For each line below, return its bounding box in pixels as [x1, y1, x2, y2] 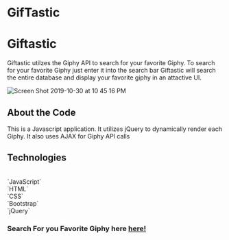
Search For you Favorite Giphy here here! [7, 224, 147, 233]
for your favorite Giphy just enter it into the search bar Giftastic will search [7, 67, 216, 75]
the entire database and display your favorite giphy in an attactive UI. [7, 73, 202, 82]
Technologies [7, 152, 67, 164]
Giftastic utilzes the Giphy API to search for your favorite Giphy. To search [7, 59, 215, 67]
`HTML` [7, 184, 29, 193]
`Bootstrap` [7, 199, 39, 207]
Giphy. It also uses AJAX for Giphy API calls [7, 132, 130, 140]
